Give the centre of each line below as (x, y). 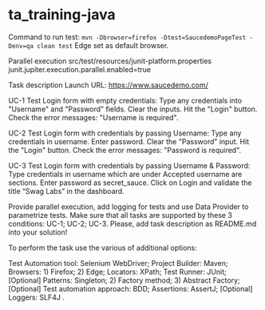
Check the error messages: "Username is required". (93, 117)
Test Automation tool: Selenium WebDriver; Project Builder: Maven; (119, 263)
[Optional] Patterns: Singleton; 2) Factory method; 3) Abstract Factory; (125, 280)
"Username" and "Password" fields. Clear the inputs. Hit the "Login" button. (133, 109)
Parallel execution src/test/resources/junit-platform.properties (110, 61)
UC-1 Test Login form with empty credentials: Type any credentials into (125, 100)
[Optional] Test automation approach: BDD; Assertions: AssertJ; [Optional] (131, 288)
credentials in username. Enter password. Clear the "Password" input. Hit (129, 141)
